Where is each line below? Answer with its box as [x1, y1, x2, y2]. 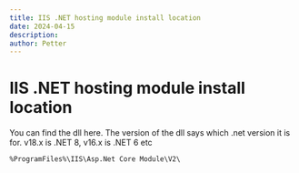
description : [9, 30, 59, 39]
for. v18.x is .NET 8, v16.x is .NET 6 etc [9, 137, 153, 148]
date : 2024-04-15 [9, 22, 75, 31]
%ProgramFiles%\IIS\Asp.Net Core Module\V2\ [9, 155, 181, 164]
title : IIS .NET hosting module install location [9, 13, 202, 23]
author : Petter [9, 38, 67, 48]
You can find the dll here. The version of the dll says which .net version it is [9, 127, 291, 138]
